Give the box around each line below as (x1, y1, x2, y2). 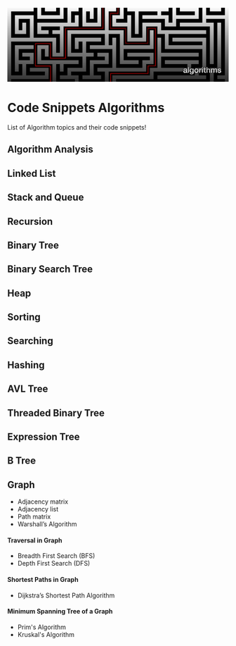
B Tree (7, 455, 37, 467)
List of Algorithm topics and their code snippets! (7, 123, 147, 131)
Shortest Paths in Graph (7, 576, 79, 584)
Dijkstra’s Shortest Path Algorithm (17, 591, 115, 600)
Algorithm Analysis (7, 144, 93, 156)
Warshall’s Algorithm (17, 520, 77, 528)
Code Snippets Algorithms (7, 100, 165, 116)
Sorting (7, 311, 41, 323)
